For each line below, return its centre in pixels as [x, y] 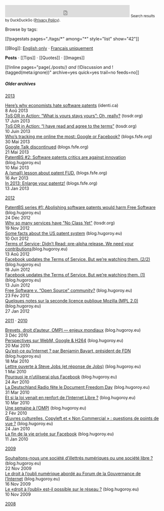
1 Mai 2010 [16, 371]
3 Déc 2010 [17, 335]
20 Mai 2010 [18, 345]
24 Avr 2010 [17, 382]
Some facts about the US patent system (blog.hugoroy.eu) [64, 233]
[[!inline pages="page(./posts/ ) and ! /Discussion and [58, 67]
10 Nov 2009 [18, 494]
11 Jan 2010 [17, 439]
